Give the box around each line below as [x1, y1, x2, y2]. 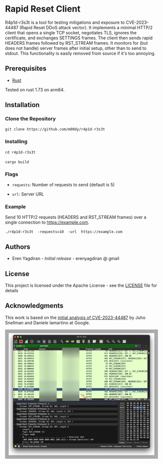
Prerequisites [5, 65, 47, 73]
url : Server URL [12, 191, 45, 197]
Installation [5, 101, 40, 109]
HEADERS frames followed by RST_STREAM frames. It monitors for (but [5, 40, 148, 46]
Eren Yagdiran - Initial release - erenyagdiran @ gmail [12, 256, 120, 262]
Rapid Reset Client [5, 3, 81, 15]
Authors [5, 243, 31, 251]
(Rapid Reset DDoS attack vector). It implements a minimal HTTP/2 [19, 24, 153, 30]
